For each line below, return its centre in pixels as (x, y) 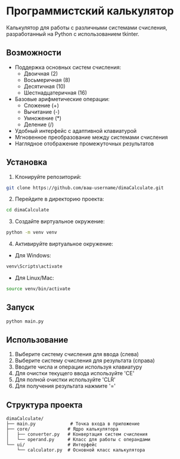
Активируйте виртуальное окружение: (64, 244)
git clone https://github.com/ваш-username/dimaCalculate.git (85, 188)
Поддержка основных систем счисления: (68, 67)
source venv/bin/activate (38, 289)
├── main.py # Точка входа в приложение (73, 424)
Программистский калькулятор (90, 11)
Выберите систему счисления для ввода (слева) (77, 354)
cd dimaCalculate (28, 210)
